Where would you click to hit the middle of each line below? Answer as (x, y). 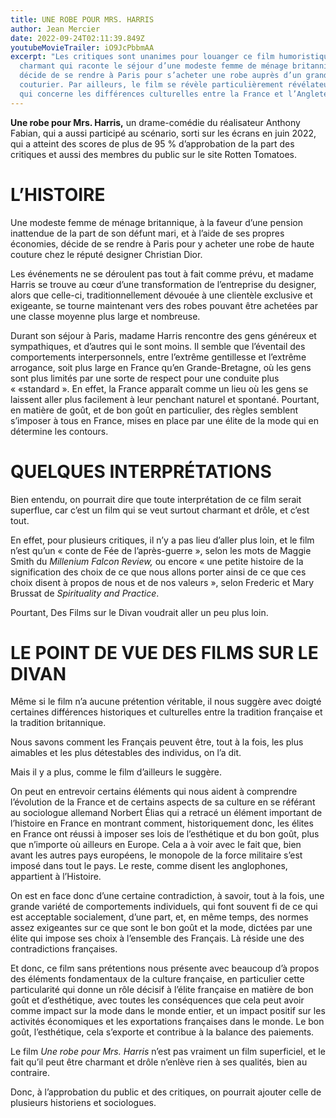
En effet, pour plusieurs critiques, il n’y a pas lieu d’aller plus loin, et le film (162, 540)
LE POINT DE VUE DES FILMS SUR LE (164, 652)
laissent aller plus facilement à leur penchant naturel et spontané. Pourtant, (165, 399)
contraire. (30, 1073)
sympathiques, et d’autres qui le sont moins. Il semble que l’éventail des (158, 346)
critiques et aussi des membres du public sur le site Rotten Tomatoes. (153, 154)
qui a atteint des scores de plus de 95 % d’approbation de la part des (152, 143)
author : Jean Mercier (55, 29)
